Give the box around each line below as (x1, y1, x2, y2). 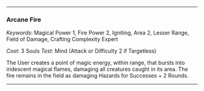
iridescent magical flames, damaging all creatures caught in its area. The (6, 66, 188, 73)
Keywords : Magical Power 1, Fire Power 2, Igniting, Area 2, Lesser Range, (6, 29, 189, 36)
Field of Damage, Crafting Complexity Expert (6, 36, 118, 43)
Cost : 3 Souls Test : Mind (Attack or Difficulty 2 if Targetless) (6, 47, 157, 55)
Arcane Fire (6, 15, 41, 24)
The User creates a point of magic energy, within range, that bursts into (6, 59, 185, 67)
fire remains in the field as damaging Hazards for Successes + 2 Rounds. (6, 72, 189, 79)
